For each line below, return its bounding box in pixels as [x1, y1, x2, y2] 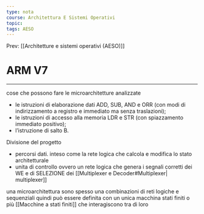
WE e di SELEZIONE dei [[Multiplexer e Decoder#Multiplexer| [15, 170, 168, 177]
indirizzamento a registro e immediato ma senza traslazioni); [15, 107, 166, 115]
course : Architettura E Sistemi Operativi [6, 15, 115, 21]
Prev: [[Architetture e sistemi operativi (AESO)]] [6, 42, 125, 50]
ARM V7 [6, 64, 49, 78]
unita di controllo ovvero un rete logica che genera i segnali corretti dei [15, 163, 192, 170]
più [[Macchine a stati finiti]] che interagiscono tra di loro [6, 201, 149, 208]
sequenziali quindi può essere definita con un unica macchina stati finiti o [6, 195, 190, 202]
